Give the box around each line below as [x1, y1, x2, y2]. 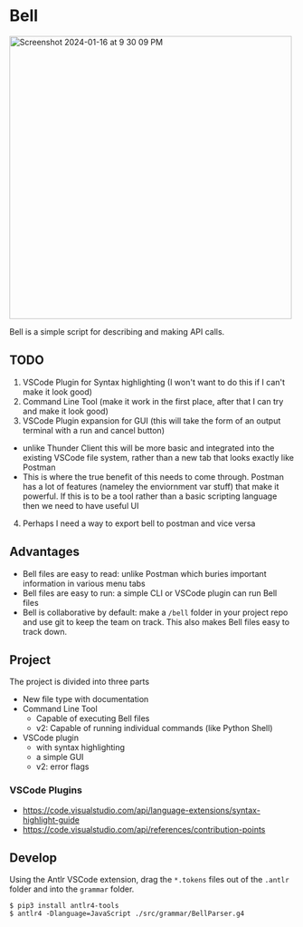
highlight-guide [22, 814, 80, 825]
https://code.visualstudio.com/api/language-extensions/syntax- [22, 805, 260, 815]
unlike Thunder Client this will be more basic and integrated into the [22, 442, 275, 454]
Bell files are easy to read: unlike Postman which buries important [22, 568, 267, 579]
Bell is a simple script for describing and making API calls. [9, 326, 225, 337]
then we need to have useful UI [22, 500, 139, 511]
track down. [22, 626, 68, 637]
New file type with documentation [22, 694, 149, 705]
